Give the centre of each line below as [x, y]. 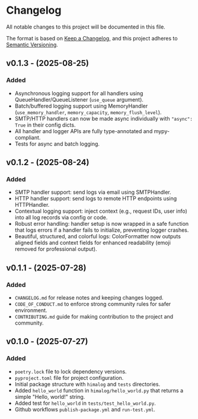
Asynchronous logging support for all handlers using [79, 93]
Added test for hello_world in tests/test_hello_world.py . [85, 403]
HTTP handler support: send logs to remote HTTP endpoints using [96, 199]
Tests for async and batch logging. [57, 144]
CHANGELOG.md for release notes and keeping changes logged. [89, 297]
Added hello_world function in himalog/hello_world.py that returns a [99, 390]
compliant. [28, 137]
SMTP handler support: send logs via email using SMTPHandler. [93, 192]
